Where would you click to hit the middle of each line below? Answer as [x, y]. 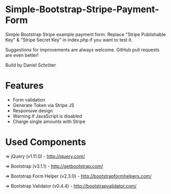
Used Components [46, 142]
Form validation [29, 100]
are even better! [22, 55]
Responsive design [33, 110]
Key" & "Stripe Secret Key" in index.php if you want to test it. [69, 40]
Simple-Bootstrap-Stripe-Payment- [82, 9]
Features [25, 86]
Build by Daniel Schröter [31, 65]
